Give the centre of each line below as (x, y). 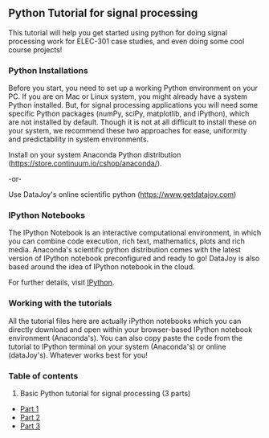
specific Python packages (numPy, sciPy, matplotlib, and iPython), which (129, 114)
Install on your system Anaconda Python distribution (95, 155)
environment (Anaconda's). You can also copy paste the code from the (126, 338)
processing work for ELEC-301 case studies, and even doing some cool (126, 41)
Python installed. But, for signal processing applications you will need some (133, 105)
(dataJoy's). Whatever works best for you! (78, 355)
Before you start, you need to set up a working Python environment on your (133, 88)
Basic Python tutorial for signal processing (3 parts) (105, 393)
